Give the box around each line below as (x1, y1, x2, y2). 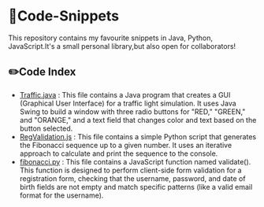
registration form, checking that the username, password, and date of (19, 173, 246, 183)
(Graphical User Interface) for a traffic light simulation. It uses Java (19, 98, 236, 108)
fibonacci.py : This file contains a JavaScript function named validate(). (19, 157, 251, 166)
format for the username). (19, 190, 104, 200)
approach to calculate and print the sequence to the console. (19, 149, 218, 158)
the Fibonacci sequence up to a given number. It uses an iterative (19, 140, 232, 150)
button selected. (19, 124, 73, 133)
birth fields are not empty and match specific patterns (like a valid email (19, 182, 253, 191)
